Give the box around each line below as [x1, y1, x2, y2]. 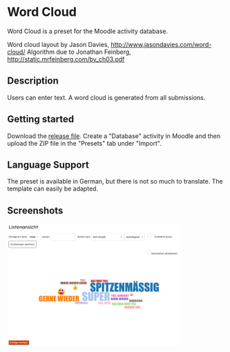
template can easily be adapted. [7, 184, 99, 193]
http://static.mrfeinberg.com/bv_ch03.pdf [7, 55, 125, 63]
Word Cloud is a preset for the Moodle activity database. [7, 27, 168, 35]
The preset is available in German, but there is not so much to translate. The [7, 177, 223, 186]
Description [7, 75, 59, 87]
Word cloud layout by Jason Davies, [7, 40, 109, 48]
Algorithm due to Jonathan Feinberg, [26, 48, 131, 56]
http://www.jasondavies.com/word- [110, 40, 212, 48]
